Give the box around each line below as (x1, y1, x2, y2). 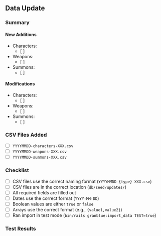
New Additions (5, 31, 37, 37)
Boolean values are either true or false (12, 201, 94, 207)
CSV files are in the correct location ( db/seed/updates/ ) (12, 184, 127, 190)
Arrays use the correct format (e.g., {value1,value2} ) (12, 206, 122, 212)
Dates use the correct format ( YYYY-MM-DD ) (12, 195, 99, 201)
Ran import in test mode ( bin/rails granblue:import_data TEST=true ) (12, 212, 156, 218)
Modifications (5, 81, 35, 87)
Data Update (5, 4, 45, 13)
